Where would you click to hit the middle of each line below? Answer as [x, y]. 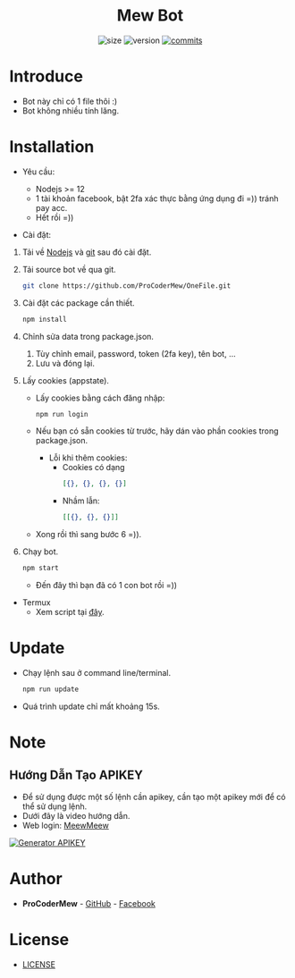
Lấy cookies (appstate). [66, 380]
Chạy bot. [40, 552]
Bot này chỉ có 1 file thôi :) [70, 101]
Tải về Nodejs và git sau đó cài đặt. [87, 252]
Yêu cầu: [38, 172]
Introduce [46, 76]
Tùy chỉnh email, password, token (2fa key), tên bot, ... [136, 353]
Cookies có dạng [93, 468]
